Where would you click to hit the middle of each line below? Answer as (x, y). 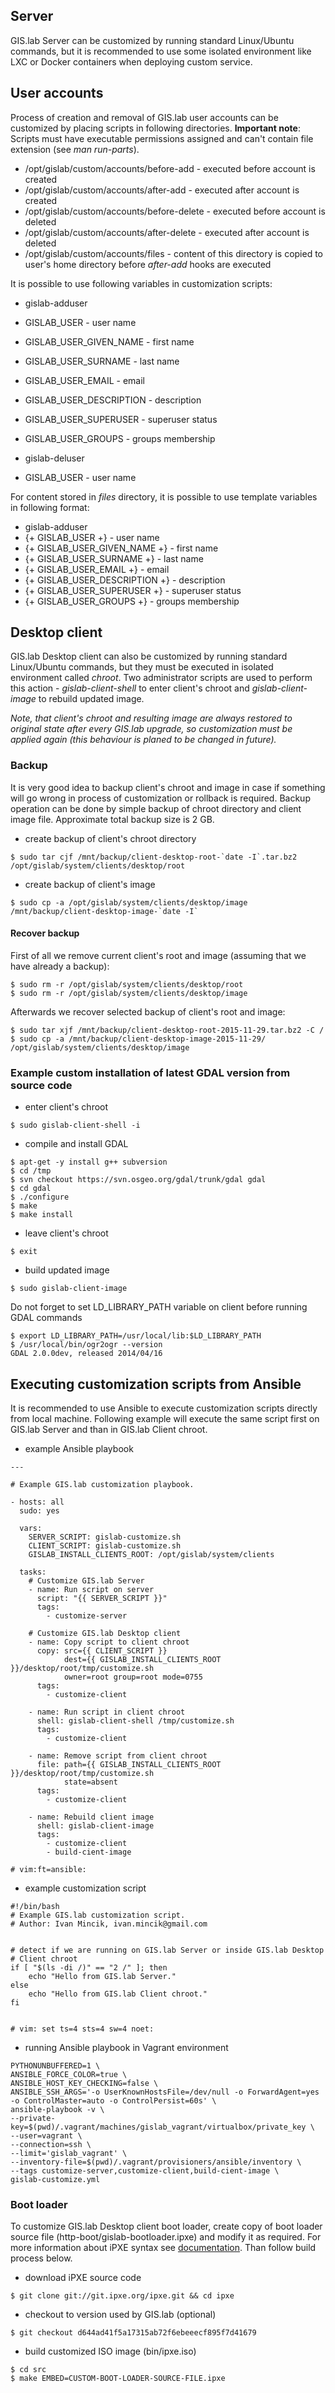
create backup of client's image (90, 884)
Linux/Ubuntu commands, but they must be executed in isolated (142, 667)
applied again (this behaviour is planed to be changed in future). (143, 740)
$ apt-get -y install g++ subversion (89, 1162)
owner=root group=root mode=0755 (133, 1677)
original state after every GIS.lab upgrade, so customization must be (151, 729)
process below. (41, 2258)
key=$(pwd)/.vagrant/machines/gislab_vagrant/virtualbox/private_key (158, 2127)
